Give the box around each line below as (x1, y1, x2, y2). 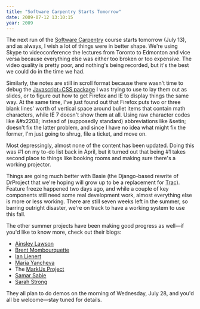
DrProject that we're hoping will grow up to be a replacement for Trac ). (6, 179, 180, 186)
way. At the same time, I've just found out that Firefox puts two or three (6, 99, 181, 106)
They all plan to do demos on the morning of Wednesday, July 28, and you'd (6, 290, 194, 297)
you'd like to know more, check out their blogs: (6, 228, 122, 236)
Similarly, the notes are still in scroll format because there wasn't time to (6, 79, 184, 87)
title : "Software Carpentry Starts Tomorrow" (6, 8, 121, 15)
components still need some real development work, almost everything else (6, 192, 192, 199)
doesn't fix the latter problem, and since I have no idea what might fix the (6, 124, 186, 131)
